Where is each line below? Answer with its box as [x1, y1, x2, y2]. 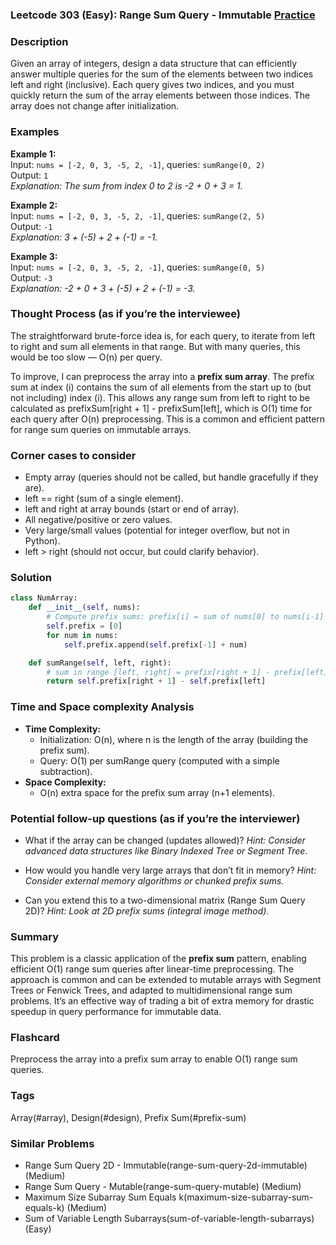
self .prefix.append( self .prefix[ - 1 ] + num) [63, 639, 248, 650]
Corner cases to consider [10, 448, 137, 462]
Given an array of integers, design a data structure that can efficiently [10, 58, 298, 70]
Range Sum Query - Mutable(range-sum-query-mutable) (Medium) [24, 1181, 302, 1193]
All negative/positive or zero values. [24, 514, 173, 526]
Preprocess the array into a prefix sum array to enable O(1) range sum [10, 1053, 298, 1065]
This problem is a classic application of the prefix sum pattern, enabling [10, 953, 307, 965]
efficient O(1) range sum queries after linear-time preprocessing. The [10, 963, 295, 975]
